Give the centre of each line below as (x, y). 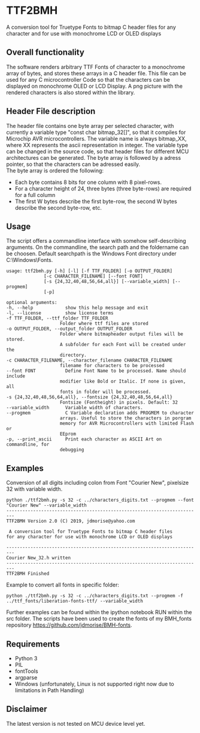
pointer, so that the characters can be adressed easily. (73, 164)
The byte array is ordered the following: (55, 170)
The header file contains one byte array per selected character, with (90, 126)
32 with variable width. (34, 489)
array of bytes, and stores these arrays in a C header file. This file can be (96, 73)
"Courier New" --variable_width (46, 505)
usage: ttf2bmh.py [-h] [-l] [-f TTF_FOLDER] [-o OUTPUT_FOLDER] (89, 271)
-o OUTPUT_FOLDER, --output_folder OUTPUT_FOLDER (69, 329)
